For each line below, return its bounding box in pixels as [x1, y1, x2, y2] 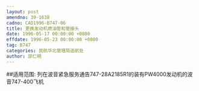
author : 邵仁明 [6, 53, 42, 59]
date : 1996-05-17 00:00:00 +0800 [6, 31, 90, 37]
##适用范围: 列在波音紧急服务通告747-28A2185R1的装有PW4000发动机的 [6, 70, 188, 78]
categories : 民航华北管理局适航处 [6, 48, 84, 54]
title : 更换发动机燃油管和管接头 [6, 25, 80, 32]
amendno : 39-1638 [6, 14, 50, 20]
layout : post [6, 8, 39, 15]
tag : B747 [6, 43, 31, 48]
